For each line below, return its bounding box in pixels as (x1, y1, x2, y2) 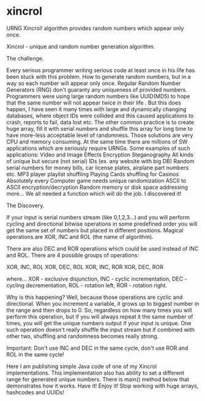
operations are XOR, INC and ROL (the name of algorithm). (6, 233, 154, 240)
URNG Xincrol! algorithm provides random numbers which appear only (6, 24, 184, 32)
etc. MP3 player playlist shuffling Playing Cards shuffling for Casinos (6, 170, 179, 178)
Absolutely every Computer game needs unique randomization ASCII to (6, 177, 187, 184)
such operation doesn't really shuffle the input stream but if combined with (6, 326, 195, 333)
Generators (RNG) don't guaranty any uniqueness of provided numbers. (6, 86, 188, 93)
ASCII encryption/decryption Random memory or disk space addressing (6, 183, 188, 191)
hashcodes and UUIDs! (6, 388, 65, 395)
